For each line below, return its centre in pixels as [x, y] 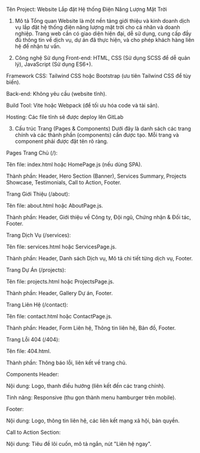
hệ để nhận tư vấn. [38, 46]
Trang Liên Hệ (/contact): [37, 305]
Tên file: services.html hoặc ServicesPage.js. [61, 247]
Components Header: [33, 374]
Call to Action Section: [33, 432]
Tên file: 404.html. [29, 351]
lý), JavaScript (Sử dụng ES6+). [54, 64]
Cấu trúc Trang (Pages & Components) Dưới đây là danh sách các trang [103, 128]
